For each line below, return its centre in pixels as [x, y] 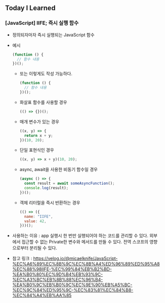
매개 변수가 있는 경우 [39, 121]
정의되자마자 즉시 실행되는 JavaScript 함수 [53, 34]
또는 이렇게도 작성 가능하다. [46, 74]
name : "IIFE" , [38, 216]
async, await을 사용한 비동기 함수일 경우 [59, 169]
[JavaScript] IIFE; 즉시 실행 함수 [42, 23]
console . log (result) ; [46, 188]
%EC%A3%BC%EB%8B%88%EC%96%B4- [58, 280]
